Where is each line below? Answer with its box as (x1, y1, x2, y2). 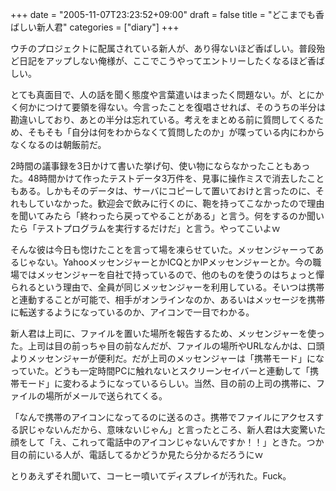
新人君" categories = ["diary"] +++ (36, 21, 180, 33)
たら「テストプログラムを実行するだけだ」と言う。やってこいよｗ (10, 223, 281, 234)
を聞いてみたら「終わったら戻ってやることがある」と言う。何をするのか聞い (10, 210, 325, 222)
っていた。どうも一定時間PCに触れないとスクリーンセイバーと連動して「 (10, 365, 311, 377)
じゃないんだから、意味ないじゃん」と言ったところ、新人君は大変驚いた (27, 424, 326, 435)
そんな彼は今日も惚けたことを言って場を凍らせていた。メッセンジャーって (10, 244, 316, 255)
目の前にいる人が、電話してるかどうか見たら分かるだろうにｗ (10, 449, 264, 460)
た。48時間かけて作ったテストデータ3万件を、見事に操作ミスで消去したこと (10, 173, 325, 184)
